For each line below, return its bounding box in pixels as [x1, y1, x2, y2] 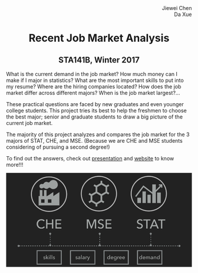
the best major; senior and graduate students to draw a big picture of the [6, 113, 183, 120]
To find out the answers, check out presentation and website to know [6, 155, 174, 162]
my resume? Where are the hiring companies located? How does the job [6, 83, 181, 90]
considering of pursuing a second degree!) [6, 143, 110, 150]
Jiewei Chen [161, 5, 192, 11]
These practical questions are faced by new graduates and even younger [6, 101, 184, 107]
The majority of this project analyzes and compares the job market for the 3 [6, 131, 190, 138]
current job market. [6, 120, 53, 126]
